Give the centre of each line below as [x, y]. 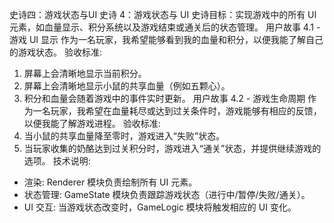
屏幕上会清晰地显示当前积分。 [85, 73]
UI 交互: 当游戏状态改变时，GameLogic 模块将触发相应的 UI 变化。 [160, 207]
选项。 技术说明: [57, 161]
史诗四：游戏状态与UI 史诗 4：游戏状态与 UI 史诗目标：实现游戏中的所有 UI [163, 14]
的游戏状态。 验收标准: [55, 52]
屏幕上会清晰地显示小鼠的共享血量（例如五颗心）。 [127, 86]
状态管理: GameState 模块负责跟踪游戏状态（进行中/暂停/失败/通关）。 [167, 194]
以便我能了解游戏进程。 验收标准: [92, 123]
